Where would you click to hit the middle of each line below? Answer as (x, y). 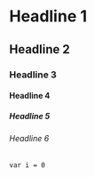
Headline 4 (30, 96)
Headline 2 (40, 49)
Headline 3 (33, 75)
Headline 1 (48, 16)
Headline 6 (29, 139)
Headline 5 (30, 116)
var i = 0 (28, 165)
